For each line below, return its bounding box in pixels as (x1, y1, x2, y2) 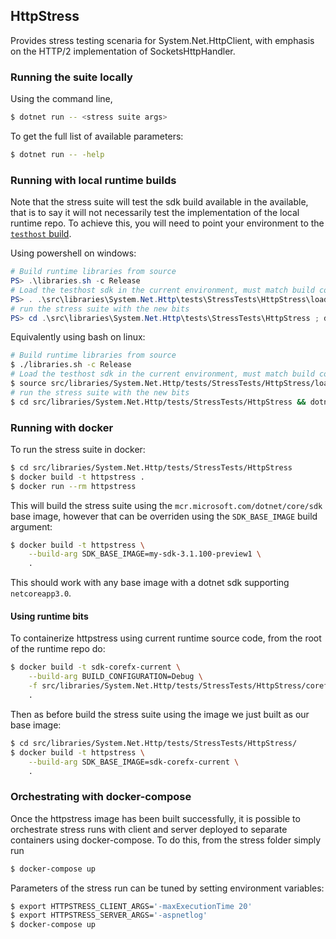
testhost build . (10, 228, 72, 240)
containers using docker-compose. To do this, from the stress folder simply (10, 834, 322, 846)
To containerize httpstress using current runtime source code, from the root (10, 632, 322, 644)
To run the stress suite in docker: (10, 443, 146, 455)
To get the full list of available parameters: (10, 130, 184, 142)
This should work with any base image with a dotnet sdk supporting (10, 577, 290, 589)
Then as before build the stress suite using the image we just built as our (10, 708, 310, 720)
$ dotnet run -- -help (10, 149, 105, 159)
